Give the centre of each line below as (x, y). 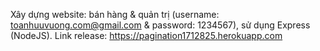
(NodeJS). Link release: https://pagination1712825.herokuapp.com (146, 35)
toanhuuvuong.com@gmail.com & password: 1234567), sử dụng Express (160, 25)
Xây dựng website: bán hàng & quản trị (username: (115, 14)
